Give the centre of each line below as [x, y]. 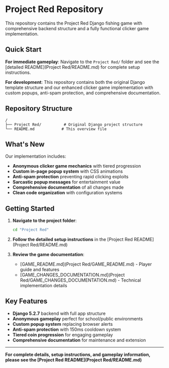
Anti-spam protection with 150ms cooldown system [67, 329]
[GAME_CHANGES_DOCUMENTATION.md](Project [72, 275]
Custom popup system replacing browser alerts [63, 324]
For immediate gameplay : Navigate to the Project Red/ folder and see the [82, 62]
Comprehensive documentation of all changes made [68, 187]
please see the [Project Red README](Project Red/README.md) [74, 359]
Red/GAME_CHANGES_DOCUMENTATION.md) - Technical [80, 280]
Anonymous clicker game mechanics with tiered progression [77, 166]
